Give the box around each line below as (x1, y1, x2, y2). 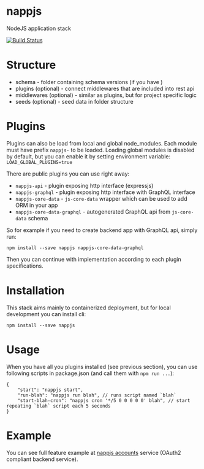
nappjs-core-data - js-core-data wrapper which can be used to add (15, 195, 187, 202)
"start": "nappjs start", (17, 387, 84, 393)
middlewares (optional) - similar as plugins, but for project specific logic (15, 91, 197, 99)
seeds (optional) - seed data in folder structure (15, 98, 134, 105)
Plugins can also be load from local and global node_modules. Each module (6, 139, 197, 147)
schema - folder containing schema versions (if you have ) (15, 78, 163, 85)
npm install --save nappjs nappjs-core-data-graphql (6, 244, 144, 251)
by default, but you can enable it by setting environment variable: (6, 152, 171, 160)
